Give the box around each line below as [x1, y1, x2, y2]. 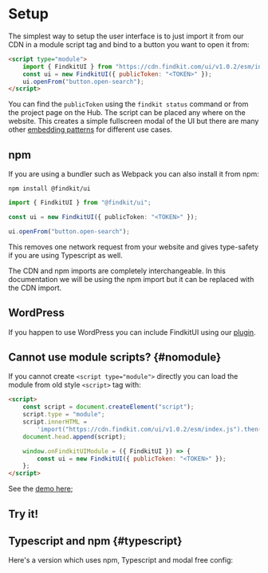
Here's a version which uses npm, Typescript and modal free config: [8, 555, 234, 565]
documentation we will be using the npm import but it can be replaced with [8, 274, 254, 284]
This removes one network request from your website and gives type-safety [8, 241, 259, 252]
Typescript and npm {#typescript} [8, 534, 183, 547]
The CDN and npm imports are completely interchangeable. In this [8, 265, 226, 276]
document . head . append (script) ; [22, 432, 127, 440]
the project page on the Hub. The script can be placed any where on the [8, 108, 246, 117]
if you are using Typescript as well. [8, 250, 123, 260]
